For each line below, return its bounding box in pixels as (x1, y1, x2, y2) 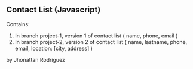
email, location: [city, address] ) (14, 45, 93, 52)
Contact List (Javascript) (6, 5, 101, 15)
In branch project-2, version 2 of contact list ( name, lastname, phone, (14, 38, 188, 45)
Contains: (6, 20, 30, 27)
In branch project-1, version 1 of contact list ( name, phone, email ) (14, 32, 178, 39)
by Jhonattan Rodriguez (6, 56, 66, 63)
